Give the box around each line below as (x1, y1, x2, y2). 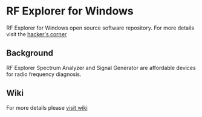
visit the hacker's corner (6, 30, 67, 37)
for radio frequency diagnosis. (6, 71, 82, 78)
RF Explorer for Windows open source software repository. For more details (6, 24, 195, 31)
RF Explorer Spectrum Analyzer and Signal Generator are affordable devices (6, 64, 196, 71)
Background (6, 48, 53, 58)
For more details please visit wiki (6, 104, 88, 111)
